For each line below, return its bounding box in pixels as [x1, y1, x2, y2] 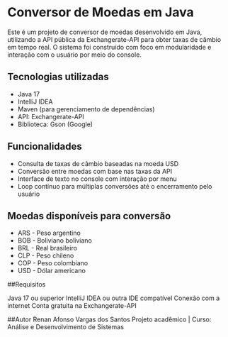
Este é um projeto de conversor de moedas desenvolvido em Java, [7, 28, 203, 36]
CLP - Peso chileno [17, 251, 74, 260]
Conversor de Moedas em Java [7, 4, 194, 21]
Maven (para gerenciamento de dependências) [17, 104, 155, 114]
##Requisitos [7, 280, 46, 289]
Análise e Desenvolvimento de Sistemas [7, 323, 124, 331]
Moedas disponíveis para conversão [7, 210, 171, 222]
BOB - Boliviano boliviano [17, 236, 92, 245]
